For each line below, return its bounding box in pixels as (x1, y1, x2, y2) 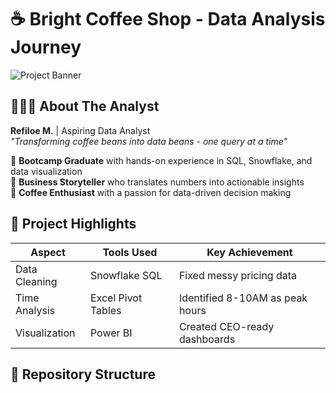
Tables (89, 303, 122, 317)
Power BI (89, 326, 133, 340)
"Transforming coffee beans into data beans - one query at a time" (10, 135, 288, 147)
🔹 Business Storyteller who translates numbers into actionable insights (10, 176, 305, 188)
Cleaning (15, 274, 58, 288)
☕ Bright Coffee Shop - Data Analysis (10, 8, 326, 31)
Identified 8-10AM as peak (178, 291, 308, 305)
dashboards (178, 332, 236, 346)
